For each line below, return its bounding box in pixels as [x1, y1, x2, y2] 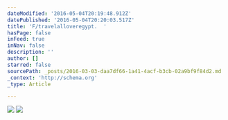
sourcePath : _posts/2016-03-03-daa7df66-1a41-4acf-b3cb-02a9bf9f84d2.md [7, 68, 222, 74]
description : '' [7, 49, 54, 56]
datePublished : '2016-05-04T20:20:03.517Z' [7, 17, 135, 23]
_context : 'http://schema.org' [7, 74, 98, 81]
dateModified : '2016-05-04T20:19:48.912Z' [7, 10, 132, 17]
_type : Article [7, 81, 51, 88]
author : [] [7, 55, 39, 62]
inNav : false [7, 42, 45, 49]
